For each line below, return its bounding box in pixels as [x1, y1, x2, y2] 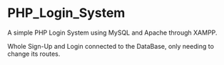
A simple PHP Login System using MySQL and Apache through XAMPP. [7, 28, 218, 37]
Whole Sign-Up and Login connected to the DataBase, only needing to [7, 42, 214, 50]
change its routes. [7, 49, 61, 58]
